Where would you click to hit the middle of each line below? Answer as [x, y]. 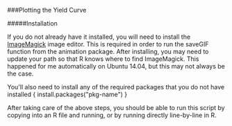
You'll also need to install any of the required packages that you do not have [116, 87]
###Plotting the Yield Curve [47, 10]
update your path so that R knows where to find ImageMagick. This [103, 59]
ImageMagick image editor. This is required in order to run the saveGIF [108, 44]
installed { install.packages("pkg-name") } [67, 94]
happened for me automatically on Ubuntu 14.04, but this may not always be [116, 66]
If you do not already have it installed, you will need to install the [99, 37]
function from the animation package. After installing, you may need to [108, 52]
